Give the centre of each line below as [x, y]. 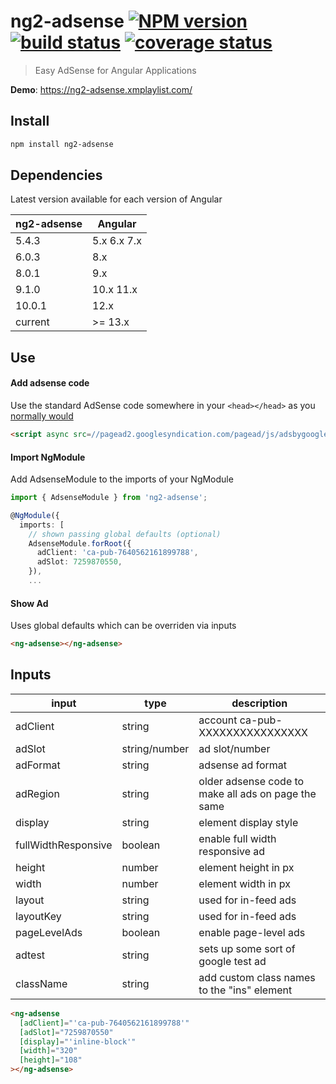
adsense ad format [243, 765]
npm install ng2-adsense [62, 144]
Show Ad [29, 603]
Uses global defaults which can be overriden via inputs [123, 626]
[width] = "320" [48, 1051]
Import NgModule [48, 457]
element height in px [246, 867]
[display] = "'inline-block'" [78, 1041]
